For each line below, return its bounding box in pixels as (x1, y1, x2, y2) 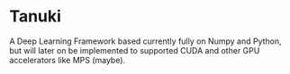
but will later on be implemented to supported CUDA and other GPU (9, 45, 260, 55)
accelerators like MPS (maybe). (9, 54, 126, 65)
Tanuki (9, 6, 61, 27)
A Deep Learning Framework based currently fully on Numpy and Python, (9, 36, 282, 46)
